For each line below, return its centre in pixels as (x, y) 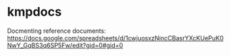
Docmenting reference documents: (57, 31)
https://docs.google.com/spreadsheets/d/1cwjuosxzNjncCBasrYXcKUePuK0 (115, 38)
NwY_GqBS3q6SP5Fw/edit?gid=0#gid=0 (65, 45)
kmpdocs (34, 12)
